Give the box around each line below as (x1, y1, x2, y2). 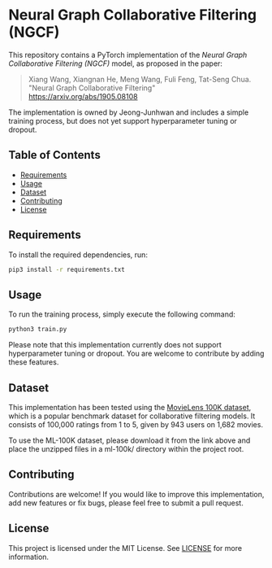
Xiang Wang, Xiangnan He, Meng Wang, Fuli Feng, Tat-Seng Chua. (28, 74, 252, 84)
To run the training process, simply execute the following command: (8, 309, 235, 319)
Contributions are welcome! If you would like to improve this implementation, (8, 489, 265, 499)
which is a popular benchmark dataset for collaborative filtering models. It (8, 411, 256, 421)
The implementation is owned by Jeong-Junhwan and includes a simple (8, 107, 249, 117)
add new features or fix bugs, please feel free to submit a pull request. (8, 498, 244, 508)
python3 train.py (8, 326, 67, 334)
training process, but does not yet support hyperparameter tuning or (8, 116, 238, 125)
